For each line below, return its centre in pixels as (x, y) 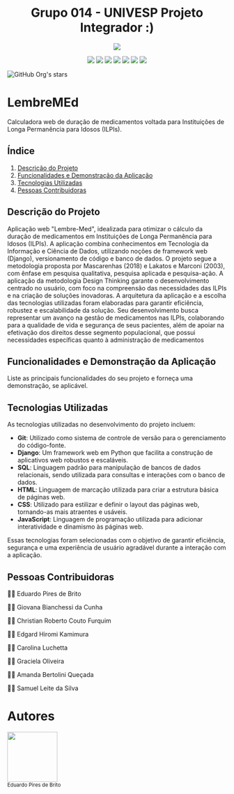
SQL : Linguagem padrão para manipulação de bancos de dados (109, 467)
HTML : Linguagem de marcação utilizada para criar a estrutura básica (118, 490)
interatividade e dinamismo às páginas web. (80, 527)
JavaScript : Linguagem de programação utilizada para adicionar (110, 520)
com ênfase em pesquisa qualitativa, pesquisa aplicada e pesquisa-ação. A (116, 273)
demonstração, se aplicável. (48, 386)
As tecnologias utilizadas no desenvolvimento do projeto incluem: (101, 425)
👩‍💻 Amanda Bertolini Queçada (50, 674)
